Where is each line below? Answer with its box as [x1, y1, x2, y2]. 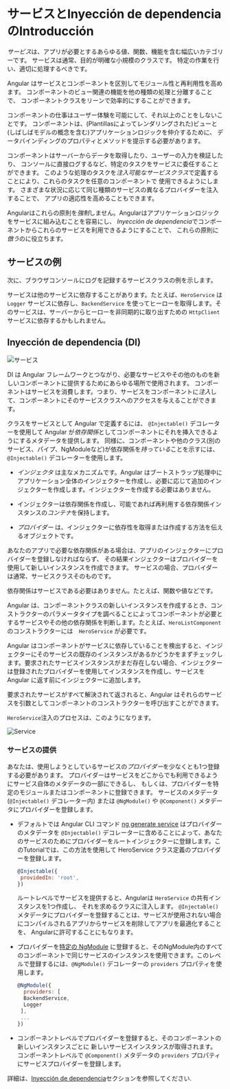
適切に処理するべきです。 [19, 65, 91, 73]
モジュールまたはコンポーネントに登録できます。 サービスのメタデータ [19, 788, 218, 796]
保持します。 [77, 508, 113, 517]
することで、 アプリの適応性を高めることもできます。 [7, 194, 158, 202]
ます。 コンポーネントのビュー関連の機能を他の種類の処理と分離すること [7, 87, 213, 96]
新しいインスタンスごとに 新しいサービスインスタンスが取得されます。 [16, 1042, 217, 1051]
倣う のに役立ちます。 [7, 234, 67, 242]
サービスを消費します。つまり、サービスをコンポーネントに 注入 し [30, 387, 218, 395]
